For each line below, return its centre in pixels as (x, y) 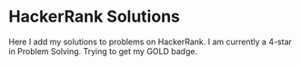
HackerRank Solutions (95, 17)
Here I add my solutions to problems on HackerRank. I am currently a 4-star (150, 42)
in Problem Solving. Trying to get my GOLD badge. (103, 51)
